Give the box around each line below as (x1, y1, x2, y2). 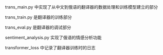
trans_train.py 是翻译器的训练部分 (5, 14, 72, 20)
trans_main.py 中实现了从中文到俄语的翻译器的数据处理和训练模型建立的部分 (5, 4, 158, 10)
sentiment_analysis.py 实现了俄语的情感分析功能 (5, 35, 102, 40)
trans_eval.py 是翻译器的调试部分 (5, 24, 72, 30)
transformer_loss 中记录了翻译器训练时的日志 (5, 45, 96, 50)
